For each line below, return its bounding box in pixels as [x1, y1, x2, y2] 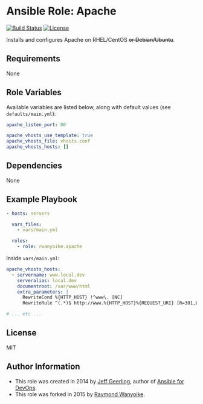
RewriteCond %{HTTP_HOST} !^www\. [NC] [22, 294, 123, 301]
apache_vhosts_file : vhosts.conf [6, 138, 91, 144]
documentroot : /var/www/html [17, 283, 91, 289]
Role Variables [6, 87, 62, 98]
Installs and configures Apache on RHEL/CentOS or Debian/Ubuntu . [6, 36, 175, 43]
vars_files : [11, 221, 42, 227]
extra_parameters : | [17, 289, 69, 295]
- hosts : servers [6, 210, 50, 217]
